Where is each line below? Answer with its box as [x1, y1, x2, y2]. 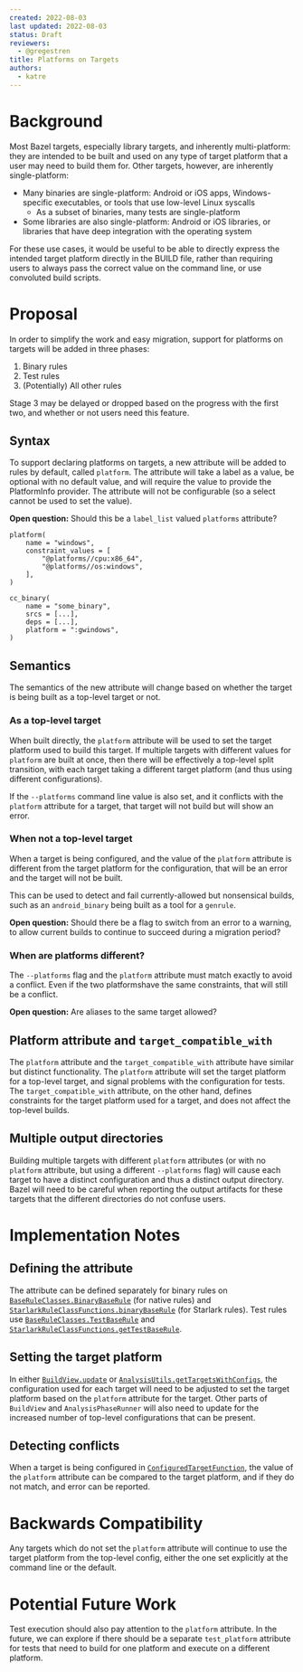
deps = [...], [25, 618, 79, 627]
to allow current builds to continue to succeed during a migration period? [9, 926, 281, 937]
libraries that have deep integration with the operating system [22, 225, 252, 236]
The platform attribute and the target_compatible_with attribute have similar [9, 1056, 294, 1067]
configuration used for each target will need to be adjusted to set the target [9, 1383, 290, 1393]
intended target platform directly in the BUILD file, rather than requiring [9, 252, 273, 263]
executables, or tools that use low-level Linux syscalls [53, 196, 256, 208]
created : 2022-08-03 [9, 13, 88, 23]
